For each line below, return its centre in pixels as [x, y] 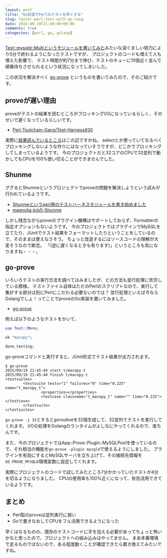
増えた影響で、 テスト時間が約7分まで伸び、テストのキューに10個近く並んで [83, 60]
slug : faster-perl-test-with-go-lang [44, 19]
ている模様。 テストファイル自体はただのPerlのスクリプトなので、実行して [82, 286]
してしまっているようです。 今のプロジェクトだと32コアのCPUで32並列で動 [83, 152]
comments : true [21, 28]
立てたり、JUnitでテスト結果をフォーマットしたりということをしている [78, 233]
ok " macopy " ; [19, 337]
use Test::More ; [22, 328]
